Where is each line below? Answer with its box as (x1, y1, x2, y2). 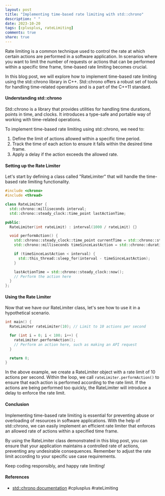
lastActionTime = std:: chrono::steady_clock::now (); (14, 269, 124, 274)
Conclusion (5, 401, 29, 407)
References (5, 474, 29, 480)
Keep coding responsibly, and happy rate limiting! (5, 463, 106, 468)
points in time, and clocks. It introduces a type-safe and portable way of (5, 111, 151, 117)
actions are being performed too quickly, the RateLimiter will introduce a (5, 385, 151, 391)
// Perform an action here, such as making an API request (14, 342, 137, 347)
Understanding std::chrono (5, 95, 62, 101)
